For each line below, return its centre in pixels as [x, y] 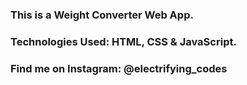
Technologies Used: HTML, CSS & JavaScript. [123, 41]
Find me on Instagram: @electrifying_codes [119, 68]
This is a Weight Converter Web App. [102, 15]
